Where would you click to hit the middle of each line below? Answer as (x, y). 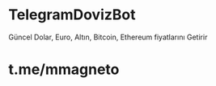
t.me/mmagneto (64, 70)
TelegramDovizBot (72, 15)
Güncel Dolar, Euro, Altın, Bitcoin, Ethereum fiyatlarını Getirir (108, 37)
